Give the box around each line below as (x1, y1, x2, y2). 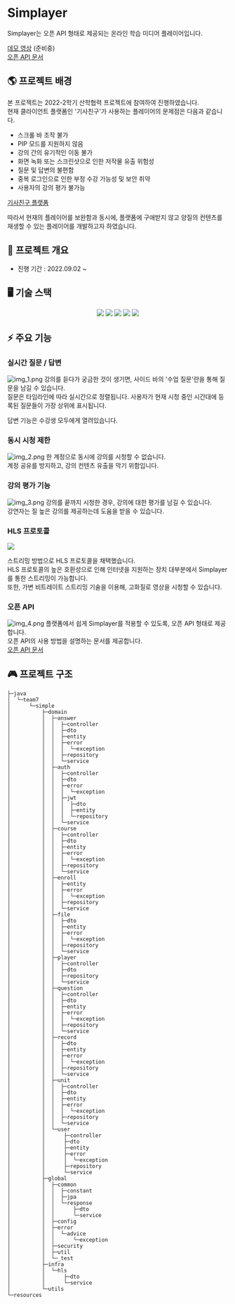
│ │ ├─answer (7, 715, 77, 722)
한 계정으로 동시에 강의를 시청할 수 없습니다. (46, 452, 166, 461)
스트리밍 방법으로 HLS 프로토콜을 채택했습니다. (7, 556, 135, 565)
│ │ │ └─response (7, 1199, 93, 1207)
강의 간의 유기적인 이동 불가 (17, 148, 93, 156)
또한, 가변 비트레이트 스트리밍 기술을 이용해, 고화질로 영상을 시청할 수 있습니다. (7, 582, 222, 591)
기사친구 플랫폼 (7, 198, 49, 206)
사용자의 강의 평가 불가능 (17, 183, 86, 191)
